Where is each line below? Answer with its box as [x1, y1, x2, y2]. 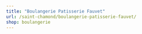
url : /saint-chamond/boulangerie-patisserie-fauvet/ [6, 14, 137, 20]
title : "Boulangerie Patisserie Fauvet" [6, 8, 106, 14]
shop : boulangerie [6, 19, 51, 25]
